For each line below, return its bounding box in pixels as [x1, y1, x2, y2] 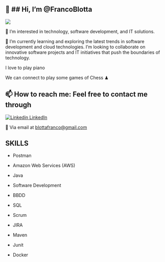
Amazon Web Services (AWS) [12, 163, 76, 169]
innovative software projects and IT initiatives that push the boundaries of [5, 49, 160, 55]
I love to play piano [5, 65, 45, 71]
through [5, 100, 32, 109]
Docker [12, 252, 29, 258]
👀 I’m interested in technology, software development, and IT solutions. [5, 28, 155, 34]
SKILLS [5, 139, 29, 148]
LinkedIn [29, 114, 48, 120]
